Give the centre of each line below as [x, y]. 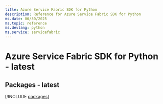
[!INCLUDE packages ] [27, 96]
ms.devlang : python [25, 28]
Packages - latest [32, 85]
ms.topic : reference [26, 23]
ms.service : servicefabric [33, 32]
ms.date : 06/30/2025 [26, 19]
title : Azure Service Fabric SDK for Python [51, 10]
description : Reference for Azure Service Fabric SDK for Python [73, 14]
